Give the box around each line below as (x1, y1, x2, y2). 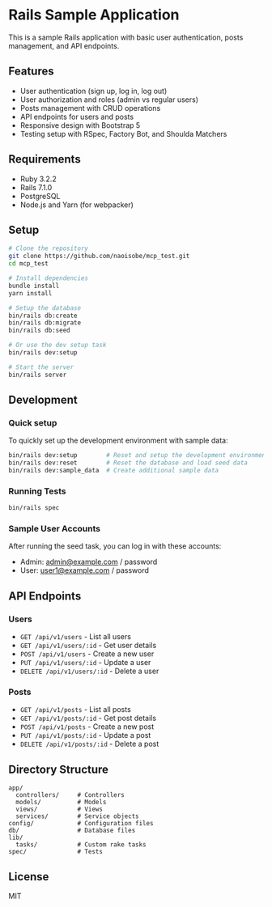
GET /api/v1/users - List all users (19, 632, 132, 642)
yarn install (8, 289, 53, 297)
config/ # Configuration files (8, 820, 154, 828)
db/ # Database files (8, 827, 136, 835)
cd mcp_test (8, 260, 49, 268)
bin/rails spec (8, 504, 60, 512)
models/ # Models (15, 799, 107, 807)
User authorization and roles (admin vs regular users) (19, 95, 199, 104)
